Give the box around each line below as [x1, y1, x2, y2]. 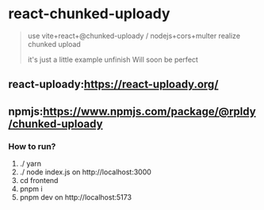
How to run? [8, 140, 56, 151]
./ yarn [19, 159, 42, 169]
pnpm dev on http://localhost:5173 [19, 193, 132, 202]
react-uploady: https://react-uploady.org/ [8, 78, 219, 91]
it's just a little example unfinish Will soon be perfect [27, 55, 198, 64]
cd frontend [19, 176, 59, 185]
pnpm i [19, 184, 43, 194]
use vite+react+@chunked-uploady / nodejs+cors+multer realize [27, 31, 240, 40]
